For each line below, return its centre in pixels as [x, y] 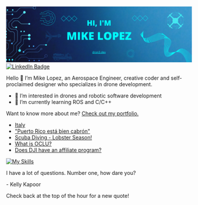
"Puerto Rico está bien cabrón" [52, 131]
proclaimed [20, 84]
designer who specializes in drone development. [93, 84]
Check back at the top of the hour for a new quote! [68, 196]
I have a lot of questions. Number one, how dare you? [71, 173]
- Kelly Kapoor [24, 184]
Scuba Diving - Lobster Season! [53, 138]
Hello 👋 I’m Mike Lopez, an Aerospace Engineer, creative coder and [88, 78]
